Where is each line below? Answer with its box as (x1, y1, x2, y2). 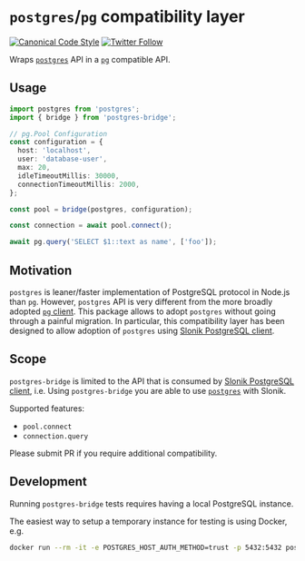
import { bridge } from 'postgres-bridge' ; (9, 113, 177, 122)
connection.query (22, 431, 89, 441)
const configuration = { (9, 138, 103, 147)
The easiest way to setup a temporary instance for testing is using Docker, (9, 516, 288, 527)
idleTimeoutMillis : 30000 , (17, 171, 120, 181)
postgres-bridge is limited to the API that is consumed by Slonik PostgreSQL (9, 375, 295, 387)
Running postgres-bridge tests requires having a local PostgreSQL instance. (9, 497, 294, 509)
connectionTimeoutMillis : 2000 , (17, 180, 141, 189)
